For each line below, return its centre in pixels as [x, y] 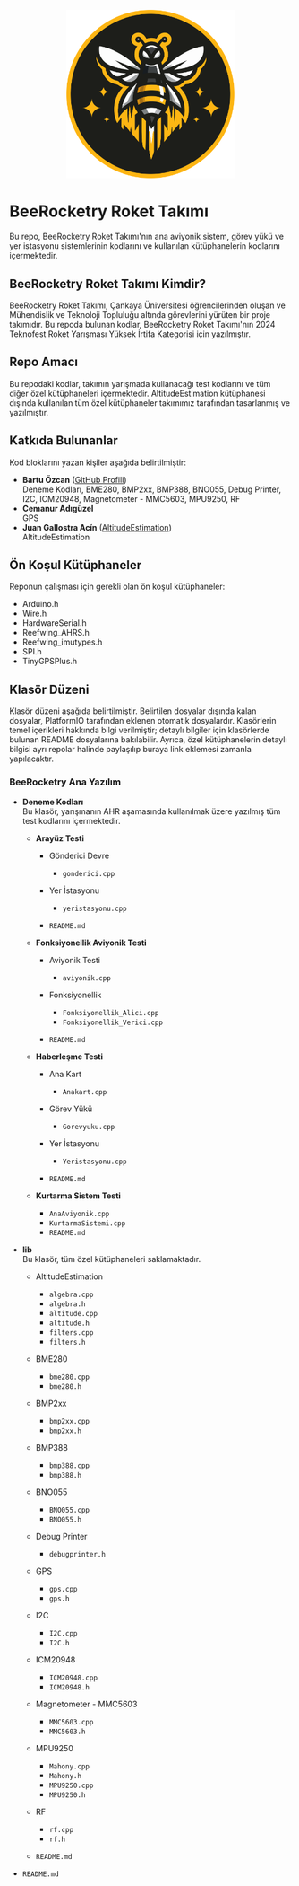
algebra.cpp [71, 1294]
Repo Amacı [44, 362]
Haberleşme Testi [69, 1057]
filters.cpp [71, 1333]
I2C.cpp [63, 1633]
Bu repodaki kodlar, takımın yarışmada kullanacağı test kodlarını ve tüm [140, 383]
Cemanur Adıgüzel [58, 508]
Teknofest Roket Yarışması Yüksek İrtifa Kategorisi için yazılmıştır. [130, 334]
